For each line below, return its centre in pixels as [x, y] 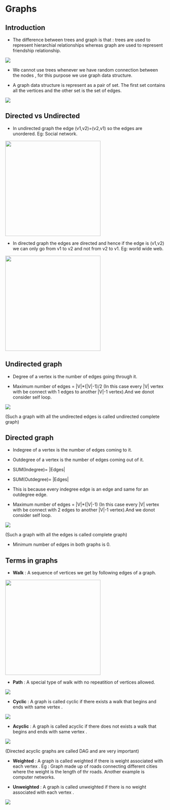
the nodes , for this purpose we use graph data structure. [73, 75]
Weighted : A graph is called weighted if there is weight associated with [88, 761]
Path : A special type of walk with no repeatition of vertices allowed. [84, 682]
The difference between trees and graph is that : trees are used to [81, 40]
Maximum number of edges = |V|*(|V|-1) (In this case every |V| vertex [86, 505]
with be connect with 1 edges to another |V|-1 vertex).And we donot [83, 392]
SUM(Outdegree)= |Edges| [41, 479]
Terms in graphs [32, 560]
